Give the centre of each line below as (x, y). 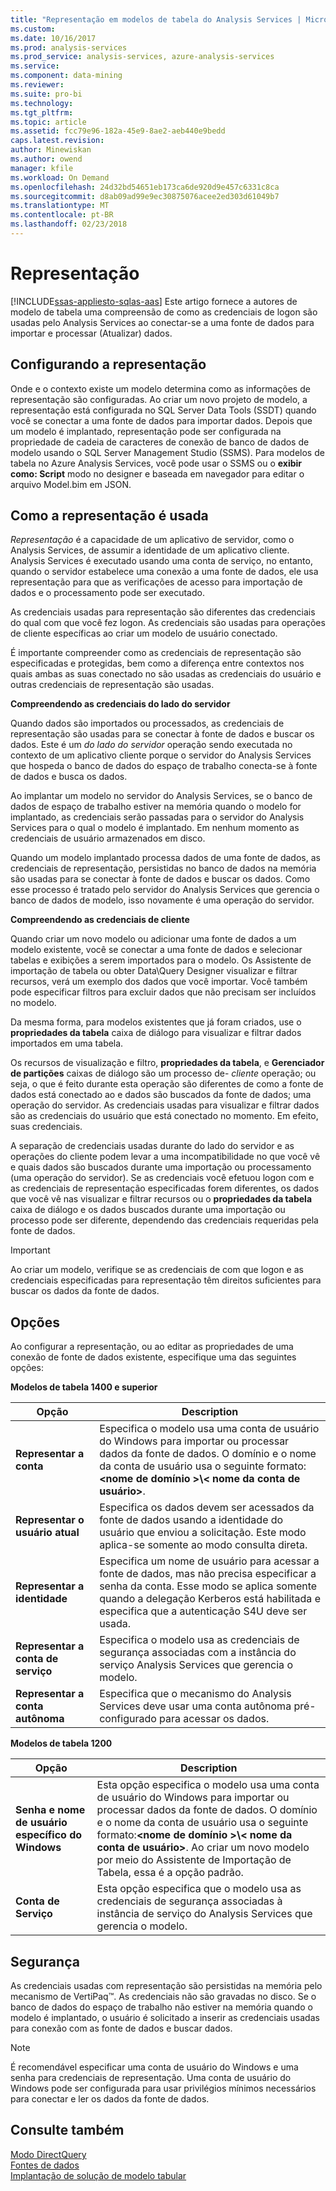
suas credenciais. (46, 1127)
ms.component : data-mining (66, 76)
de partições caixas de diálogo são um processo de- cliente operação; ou (163, 1073)
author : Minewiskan (51, 150)
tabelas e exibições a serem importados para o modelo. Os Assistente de (161, 960)
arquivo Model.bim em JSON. (71, 484)
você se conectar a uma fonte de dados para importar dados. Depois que (161, 420)
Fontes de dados (45, 2165)
